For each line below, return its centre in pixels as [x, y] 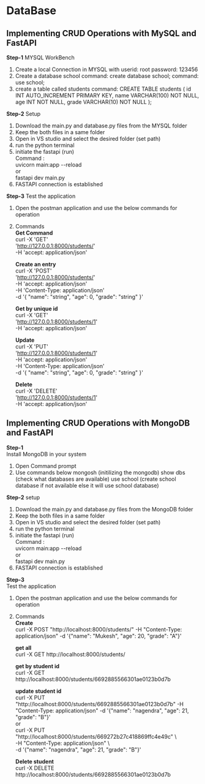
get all [23, 647]
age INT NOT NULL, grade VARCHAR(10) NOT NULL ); [83, 102]
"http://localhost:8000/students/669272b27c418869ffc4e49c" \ [96, 736]
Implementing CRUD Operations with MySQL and [102, 33]
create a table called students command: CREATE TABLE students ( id [103, 89]
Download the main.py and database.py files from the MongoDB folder [104, 509]
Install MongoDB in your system [47, 454]
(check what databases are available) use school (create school [95, 479]
